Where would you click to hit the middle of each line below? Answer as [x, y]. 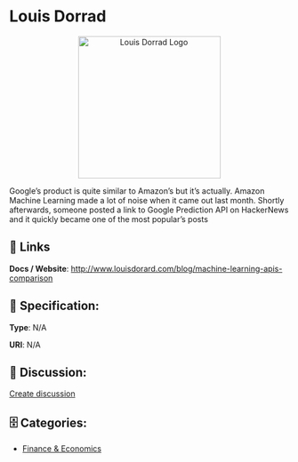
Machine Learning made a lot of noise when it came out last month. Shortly [147, 200]
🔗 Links [30, 247]
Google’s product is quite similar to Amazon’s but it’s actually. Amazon [137, 191]
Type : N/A [28, 327]
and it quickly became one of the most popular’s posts [109, 219]
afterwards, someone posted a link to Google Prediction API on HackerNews [149, 210]
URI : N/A [25, 345]
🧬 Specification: [54, 306]
